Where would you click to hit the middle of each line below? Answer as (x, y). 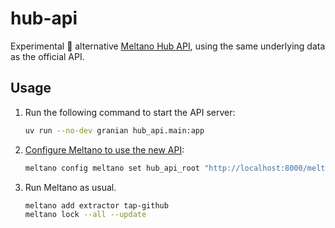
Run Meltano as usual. (70, 187)
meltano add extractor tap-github (96, 205)
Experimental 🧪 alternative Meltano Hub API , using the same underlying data (168, 46)
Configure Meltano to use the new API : (104, 149)
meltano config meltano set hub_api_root (112, 168)
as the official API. (47, 56)
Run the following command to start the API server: (130, 112)
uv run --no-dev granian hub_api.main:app (114, 130)
